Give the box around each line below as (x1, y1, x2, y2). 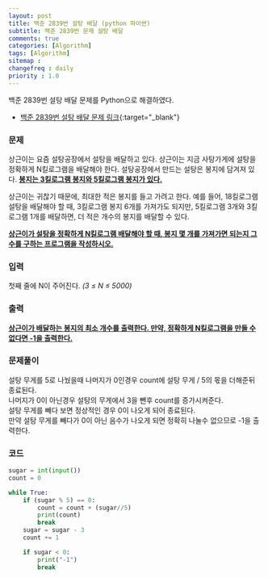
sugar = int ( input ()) (8, 467, 82, 475)
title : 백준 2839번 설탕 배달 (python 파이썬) (8, 19, 151, 27)
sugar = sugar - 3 (23, 526, 85, 534)
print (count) (37, 511, 82, 519)
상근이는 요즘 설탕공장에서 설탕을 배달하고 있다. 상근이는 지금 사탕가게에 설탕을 (8, 154, 257, 164)
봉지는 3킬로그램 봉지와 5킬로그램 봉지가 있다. (19, 174, 163, 184)
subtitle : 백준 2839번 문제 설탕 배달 (8, 27, 124, 35)
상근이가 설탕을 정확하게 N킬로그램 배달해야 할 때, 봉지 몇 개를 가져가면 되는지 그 (8, 228, 258, 238)
